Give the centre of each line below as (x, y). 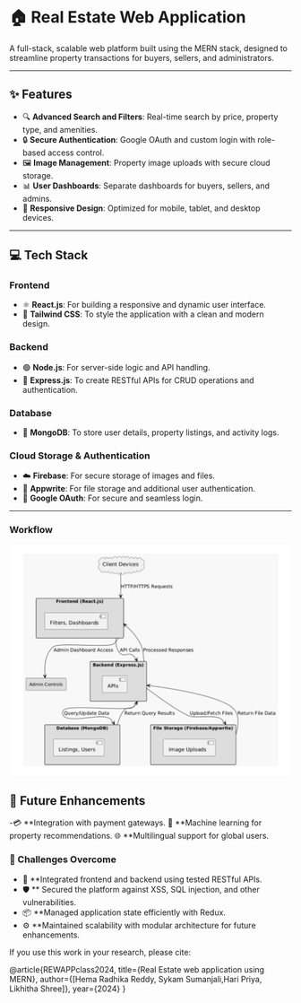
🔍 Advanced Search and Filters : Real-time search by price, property (150, 117)
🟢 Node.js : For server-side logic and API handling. (116, 367)
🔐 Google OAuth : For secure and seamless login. (112, 498)
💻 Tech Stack (49, 255)
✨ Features (41, 95)
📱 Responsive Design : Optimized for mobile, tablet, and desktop (141, 208)
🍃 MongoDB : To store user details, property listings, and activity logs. (150, 432)
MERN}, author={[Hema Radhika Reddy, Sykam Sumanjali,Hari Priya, (136, 979)
